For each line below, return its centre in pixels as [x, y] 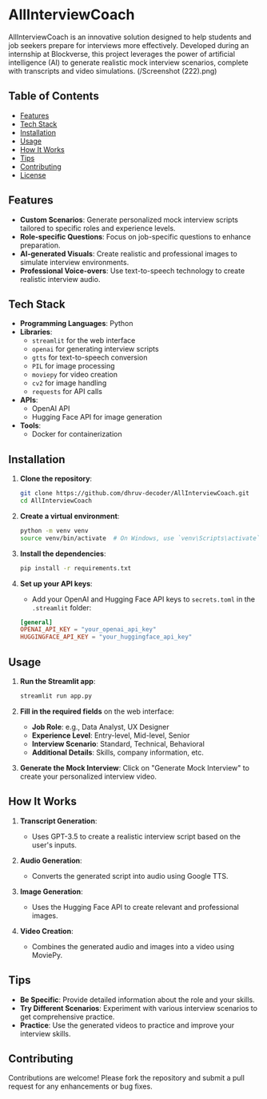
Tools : [30, 425]
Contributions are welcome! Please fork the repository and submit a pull [127, 1078]
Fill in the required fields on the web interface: [97, 711]
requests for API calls [67, 392]
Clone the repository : [56, 479]
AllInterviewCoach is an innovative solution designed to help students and [130, 37]
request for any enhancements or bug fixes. [81, 1086]
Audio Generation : [51, 860]
